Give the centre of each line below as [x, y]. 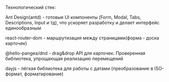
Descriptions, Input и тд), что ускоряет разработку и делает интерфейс [82, 23]
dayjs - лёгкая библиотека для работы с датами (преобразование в [79, 69]
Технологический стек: [31, 7]
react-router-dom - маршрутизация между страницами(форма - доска [82, 38]
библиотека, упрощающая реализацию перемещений [64, 59]
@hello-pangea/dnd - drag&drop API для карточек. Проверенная [76, 53]
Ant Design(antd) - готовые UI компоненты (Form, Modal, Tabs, [73, 17]
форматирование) [44, 74]
